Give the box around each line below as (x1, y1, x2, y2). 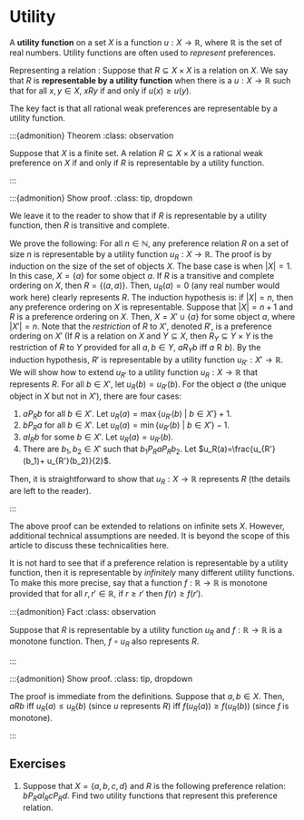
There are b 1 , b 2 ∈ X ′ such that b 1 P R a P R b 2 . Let (22, 443, 197, 456)
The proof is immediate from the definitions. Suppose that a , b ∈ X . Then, (9, 691, 285, 702)
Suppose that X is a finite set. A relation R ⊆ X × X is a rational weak (9, 147, 264, 158)
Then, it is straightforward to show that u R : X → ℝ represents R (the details (9, 473, 291, 487)
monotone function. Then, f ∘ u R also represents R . (9, 636, 200, 649)
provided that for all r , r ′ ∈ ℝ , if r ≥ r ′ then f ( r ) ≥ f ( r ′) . (9, 588, 204, 598)
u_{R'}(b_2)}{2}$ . (46, 455, 112, 466)
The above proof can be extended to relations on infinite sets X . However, (9, 520, 285, 531)
